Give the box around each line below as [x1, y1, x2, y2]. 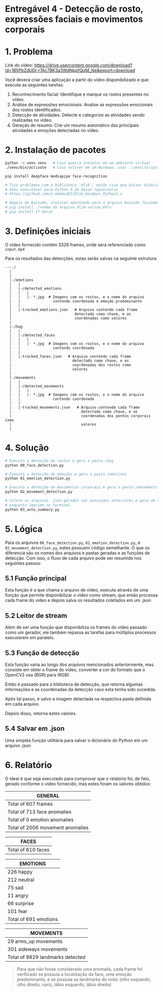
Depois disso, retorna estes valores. [5, 711, 77, 716]
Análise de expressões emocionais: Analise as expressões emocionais [12, 102, 153, 108]
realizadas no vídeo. [12, 117, 53, 123]
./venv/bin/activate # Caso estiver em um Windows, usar [5, 165, 127, 170]
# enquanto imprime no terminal [5, 502, 70, 508]
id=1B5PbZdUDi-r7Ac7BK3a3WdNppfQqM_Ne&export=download [5, 67, 135, 73]
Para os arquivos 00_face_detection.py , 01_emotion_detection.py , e [5, 540, 141, 546]
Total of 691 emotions [7, 916, 58, 923]
